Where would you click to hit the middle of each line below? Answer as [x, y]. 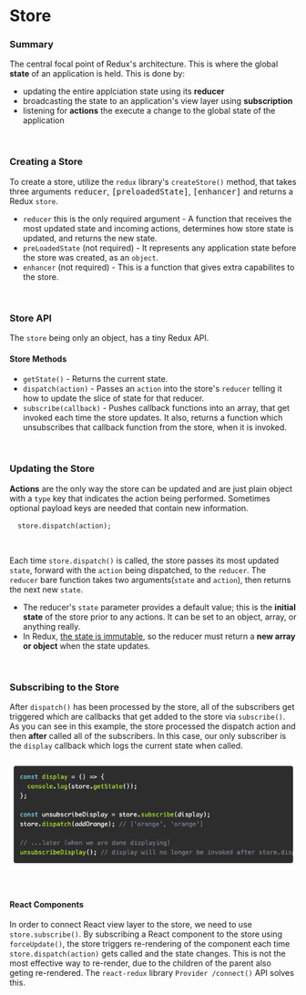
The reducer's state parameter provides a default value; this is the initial [159, 607]
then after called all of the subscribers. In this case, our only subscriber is [148, 735]
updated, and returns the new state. [90, 238]
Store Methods [38, 359]
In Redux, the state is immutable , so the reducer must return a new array [159, 636]
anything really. [51, 626]
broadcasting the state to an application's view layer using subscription [158, 101]
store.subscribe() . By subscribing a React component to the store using [146, 934]
